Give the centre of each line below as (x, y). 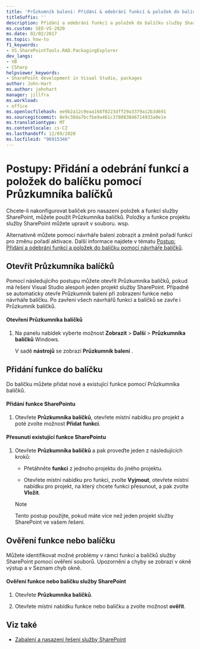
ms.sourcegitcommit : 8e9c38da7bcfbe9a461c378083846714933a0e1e (86, 117)
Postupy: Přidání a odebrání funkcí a (98, 169)
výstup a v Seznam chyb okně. (44, 568)
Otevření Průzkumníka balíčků (44, 320)
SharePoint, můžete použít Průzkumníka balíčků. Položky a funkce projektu (98, 217)
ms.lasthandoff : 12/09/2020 (41, 134)
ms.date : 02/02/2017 (32, 34)
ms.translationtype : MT (36, 123)
